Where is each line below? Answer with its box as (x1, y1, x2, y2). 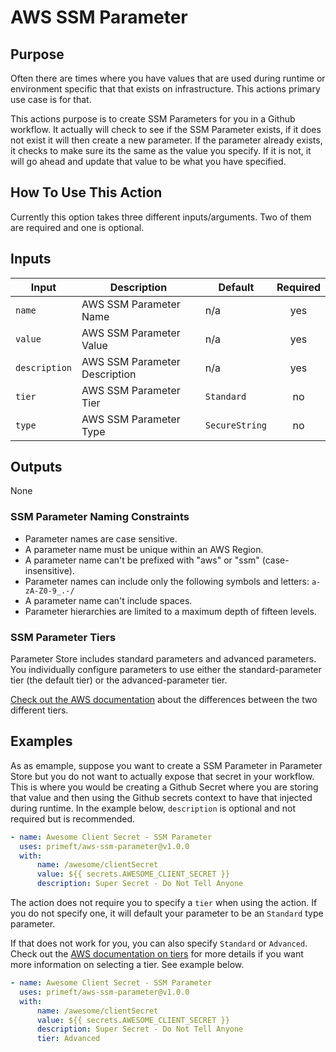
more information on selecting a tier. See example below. (10, 959, 245, 971)
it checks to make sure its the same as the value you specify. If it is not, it (10, 145, 312, 156)
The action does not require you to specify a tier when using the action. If (10, 897, 318, 909)
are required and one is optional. (10, 221, 145, 233)
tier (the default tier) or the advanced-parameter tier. (10, 674, 228, 686)
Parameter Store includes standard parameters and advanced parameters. (10, 653, 317, 665)
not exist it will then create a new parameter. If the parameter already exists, (10, 134, 323, 146)
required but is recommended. (10, 812, 136, 825)
